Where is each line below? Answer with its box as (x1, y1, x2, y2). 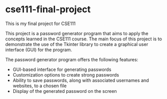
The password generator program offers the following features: (5, 56, 138, 62)
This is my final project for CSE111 (5, 20, 76, 27)
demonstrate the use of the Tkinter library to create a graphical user (5, 41, 149, 47)
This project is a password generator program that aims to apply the (5, 30, 149, 36)
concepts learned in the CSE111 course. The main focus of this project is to (5, 36, 162, 42)
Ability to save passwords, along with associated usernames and (12, 77, 149, 83)
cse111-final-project (5, 4, 91, 15)
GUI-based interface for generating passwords (12, 66, 111, 72)
